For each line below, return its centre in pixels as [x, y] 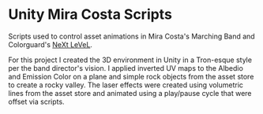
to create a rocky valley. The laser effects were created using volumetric [126, 85]
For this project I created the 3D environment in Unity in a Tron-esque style [130, 60]
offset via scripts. [36, 101]
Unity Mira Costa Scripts [90, 15]
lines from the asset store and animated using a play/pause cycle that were [130, 93]
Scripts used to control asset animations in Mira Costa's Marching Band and [131, 36]
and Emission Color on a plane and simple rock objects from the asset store [131, 76]
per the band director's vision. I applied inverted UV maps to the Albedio [126, 68]
